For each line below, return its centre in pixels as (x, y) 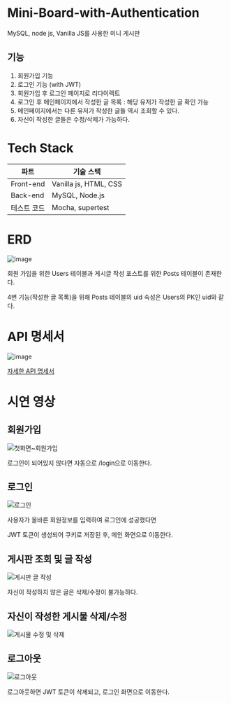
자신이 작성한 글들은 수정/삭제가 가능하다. (74, 119)
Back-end (28, 195)
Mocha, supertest (80, 207)
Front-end (28, 183)
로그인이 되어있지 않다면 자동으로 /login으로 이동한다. (80, 463)
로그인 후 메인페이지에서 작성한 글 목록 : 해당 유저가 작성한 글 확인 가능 (113, 102)
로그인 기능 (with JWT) (49, 84)
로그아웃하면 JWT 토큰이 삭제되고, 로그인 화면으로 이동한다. (88, 692)
